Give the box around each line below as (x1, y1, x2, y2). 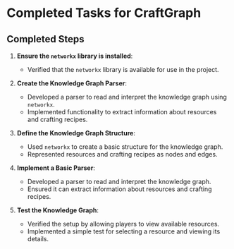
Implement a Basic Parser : (16, 164, 96, 172)
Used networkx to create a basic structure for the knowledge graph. (27, 142, 223, 151)
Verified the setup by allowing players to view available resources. (27, 220, 220, 228)
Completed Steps (6, 33, 85, 45)
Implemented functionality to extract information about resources (27, 108, 217, 116)
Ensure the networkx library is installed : (16, 51, 133, 60)
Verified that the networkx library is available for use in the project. (27, 66, 219, 73)
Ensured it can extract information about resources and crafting (27, 185, 212, 193)
